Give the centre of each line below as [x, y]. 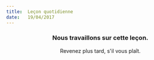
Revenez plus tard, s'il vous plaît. [100, 50]
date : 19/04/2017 [30, 17]
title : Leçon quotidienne [40, 12]
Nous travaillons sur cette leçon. [100, 38]
